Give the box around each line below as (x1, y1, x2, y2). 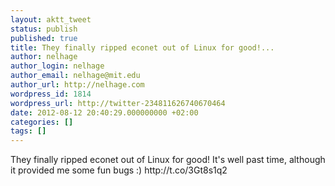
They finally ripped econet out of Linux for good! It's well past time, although (10, 154, 326, 166)
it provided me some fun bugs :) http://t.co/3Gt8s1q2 (10, 164, 228, 176)
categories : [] (10, 117, 74, 127)
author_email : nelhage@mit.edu (10, 71, 141, 81)
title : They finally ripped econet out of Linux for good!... (10, 42, 275, 53)
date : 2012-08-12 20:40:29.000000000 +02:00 (10, 107, 199, 118)
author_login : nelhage (10, 61, 105, 71)
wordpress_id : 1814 (10, 89, 92, 99)
